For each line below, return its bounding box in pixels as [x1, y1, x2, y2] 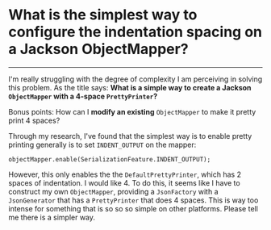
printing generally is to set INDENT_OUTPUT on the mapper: [8, 140, 197, 149]
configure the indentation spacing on [8, 23, 263, 41]
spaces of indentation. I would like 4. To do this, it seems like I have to [8, 178, 240, 187]
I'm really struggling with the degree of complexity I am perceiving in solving [8, 74, 263, 84]
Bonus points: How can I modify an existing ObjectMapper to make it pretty [8, 107, 256, 116]
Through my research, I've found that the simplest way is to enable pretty [8, 131, 252, 140]
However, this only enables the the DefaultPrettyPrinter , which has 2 [8, 169, 242, 179]
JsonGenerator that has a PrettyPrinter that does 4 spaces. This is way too [8, 195, 259, 205]
